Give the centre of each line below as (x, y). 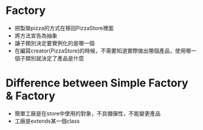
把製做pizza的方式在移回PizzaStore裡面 (64, 28)
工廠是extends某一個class (47, 121)
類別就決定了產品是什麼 (55, 58)
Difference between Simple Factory (97, 83)
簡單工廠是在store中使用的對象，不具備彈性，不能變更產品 (88, 113)
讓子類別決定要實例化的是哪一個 (54, 43)
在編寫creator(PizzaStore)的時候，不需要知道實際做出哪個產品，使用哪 (103, 50)
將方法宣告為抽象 (36, 35)
